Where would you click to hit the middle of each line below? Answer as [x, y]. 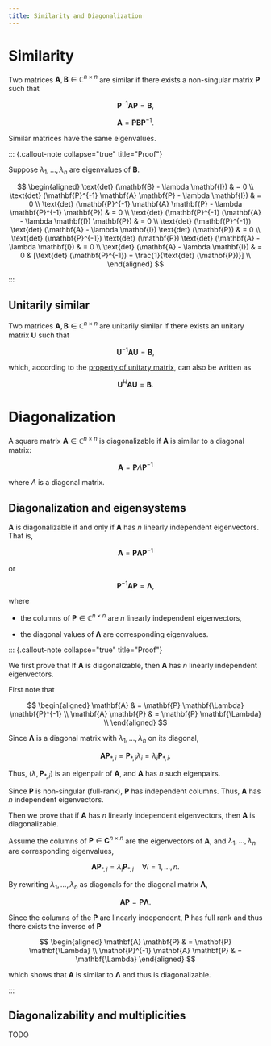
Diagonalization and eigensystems [97, 508]
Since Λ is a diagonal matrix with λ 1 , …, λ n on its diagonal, [104, 739]
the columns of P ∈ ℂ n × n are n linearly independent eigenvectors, [131, 617]
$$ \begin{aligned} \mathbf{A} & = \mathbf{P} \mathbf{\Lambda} [135, 705]
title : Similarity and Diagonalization [75, 16]
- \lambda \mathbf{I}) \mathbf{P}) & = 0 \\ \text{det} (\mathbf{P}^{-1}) [135, 221]
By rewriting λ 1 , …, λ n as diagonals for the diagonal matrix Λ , [108, 885]
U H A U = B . [135, 384]
